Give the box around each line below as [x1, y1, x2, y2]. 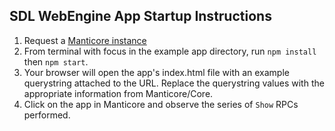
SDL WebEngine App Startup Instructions [9, 8, 272, 25]
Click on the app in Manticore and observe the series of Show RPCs [23, 98, 299, 110]
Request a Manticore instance [23, 34, 147, 46]
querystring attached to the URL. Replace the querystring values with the [23, 77, 325, 89]
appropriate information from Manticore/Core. [23, 87, 214, 99]
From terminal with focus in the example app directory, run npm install [23, 45, 317, 57]
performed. [23, 109, 71, 121]
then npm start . [23, 55, 89, 68]
